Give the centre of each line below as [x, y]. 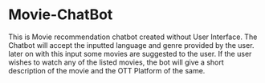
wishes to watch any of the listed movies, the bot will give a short [116, 62]
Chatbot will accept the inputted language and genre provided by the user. [131, 45]
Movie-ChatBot [61, 15]
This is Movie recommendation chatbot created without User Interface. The [133, 37]
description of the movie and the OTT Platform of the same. [107, 70]
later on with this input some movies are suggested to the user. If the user [130, 53]
